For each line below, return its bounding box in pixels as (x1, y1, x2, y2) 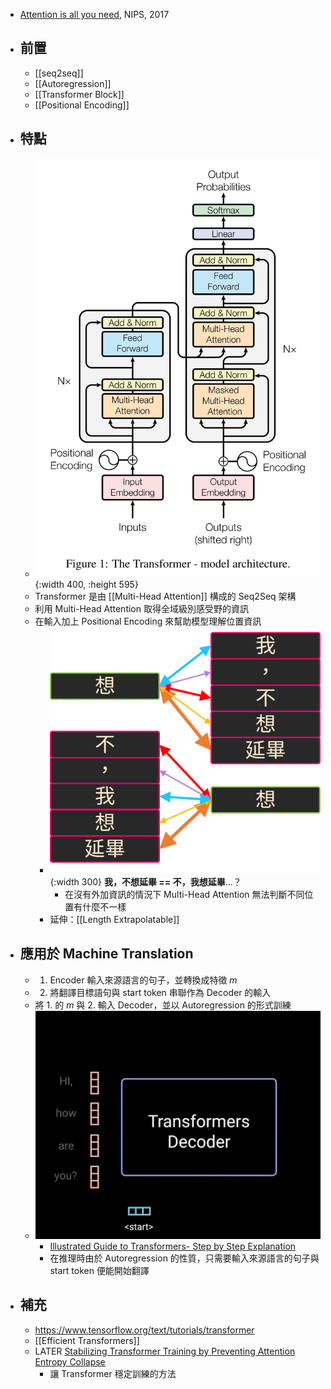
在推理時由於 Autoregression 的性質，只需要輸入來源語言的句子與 (49, 1252, 320, 1264)
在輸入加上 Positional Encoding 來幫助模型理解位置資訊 (34, 615, 262, 627)
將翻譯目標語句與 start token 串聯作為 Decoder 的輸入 (49, 986, 272, 998)
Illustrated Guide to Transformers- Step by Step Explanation (49, 1240, 297, 1253)
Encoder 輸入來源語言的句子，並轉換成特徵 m (49, 974, 238, 986)
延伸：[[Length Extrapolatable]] (49, 914, 180, 926)
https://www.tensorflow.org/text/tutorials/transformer (34, 1324, 255, 1336)
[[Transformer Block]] (34, 88, 125, 100)
